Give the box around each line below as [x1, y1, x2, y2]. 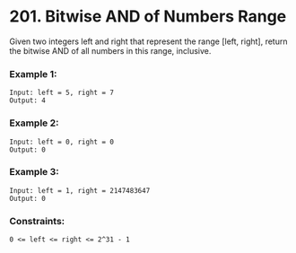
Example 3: [9, 166, 60, 179]
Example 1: [9, 67, 57, 80]
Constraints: [9, 214, 65, 227]
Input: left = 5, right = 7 [9, 88, 115, 98]
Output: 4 [9, 96, 47, 105]
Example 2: [9, 117, 59, 129]
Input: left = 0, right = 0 [9, 137, 115, 146]
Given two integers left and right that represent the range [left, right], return [9, 36, 288, 47]
